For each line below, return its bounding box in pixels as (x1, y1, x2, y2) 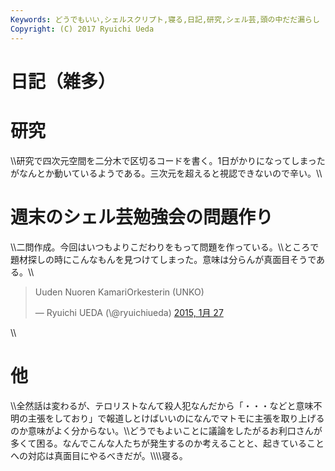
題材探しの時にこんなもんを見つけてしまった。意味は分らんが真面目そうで (10, 253, 317, 265)
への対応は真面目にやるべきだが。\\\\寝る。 (10, 449, 188, 461)
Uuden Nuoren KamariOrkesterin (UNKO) (34, 286, 205, 298)
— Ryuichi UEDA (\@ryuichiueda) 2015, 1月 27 (34, 306, 224, 318)
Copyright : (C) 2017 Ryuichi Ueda (10, 24, 155, 34)
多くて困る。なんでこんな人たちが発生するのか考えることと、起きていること (10, 437, 325, 449)
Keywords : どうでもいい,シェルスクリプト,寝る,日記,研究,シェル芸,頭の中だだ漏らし (10, 14, 320, 25)
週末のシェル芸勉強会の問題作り (10, 206, 274, 228)
